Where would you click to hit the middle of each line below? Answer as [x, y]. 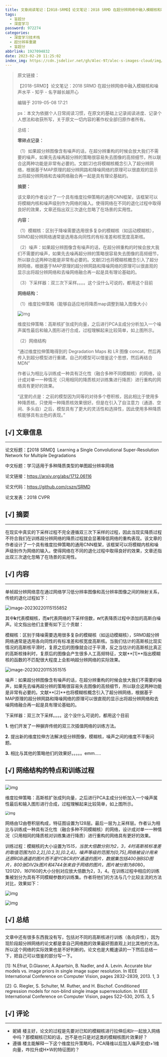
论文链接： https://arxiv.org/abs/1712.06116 [48, 476]
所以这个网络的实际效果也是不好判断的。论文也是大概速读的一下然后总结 [79, 950]
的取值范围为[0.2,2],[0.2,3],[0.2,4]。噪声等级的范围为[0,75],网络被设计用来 [82, 852]
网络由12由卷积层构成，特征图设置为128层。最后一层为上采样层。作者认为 [81, 823]
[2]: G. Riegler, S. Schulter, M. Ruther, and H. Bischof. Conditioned [73, 986]
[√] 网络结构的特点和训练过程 [50, 771]
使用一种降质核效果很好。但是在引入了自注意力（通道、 [100, 403]
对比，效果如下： [23, 883]
